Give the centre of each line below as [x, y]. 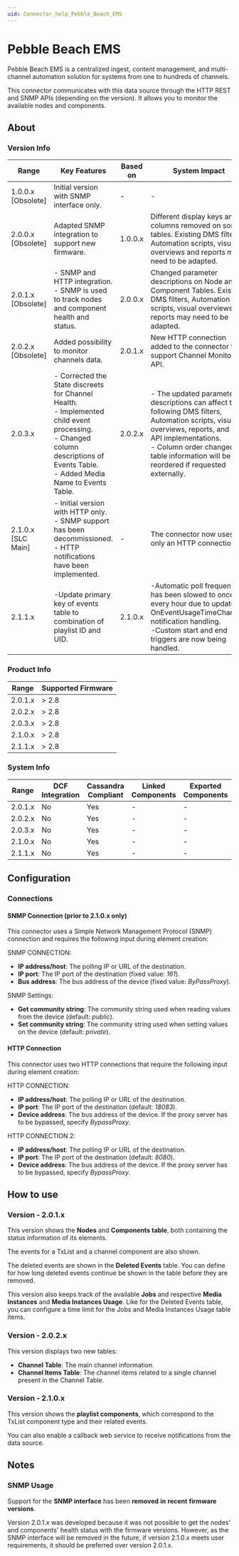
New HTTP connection [188, 337]
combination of [79, 621]
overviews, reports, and [190, 429]
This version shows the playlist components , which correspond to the [111, 1414]
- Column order [177, 447]
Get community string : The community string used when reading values [124, 1009]
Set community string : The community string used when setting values [123, 1024]
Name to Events [80, 483]
